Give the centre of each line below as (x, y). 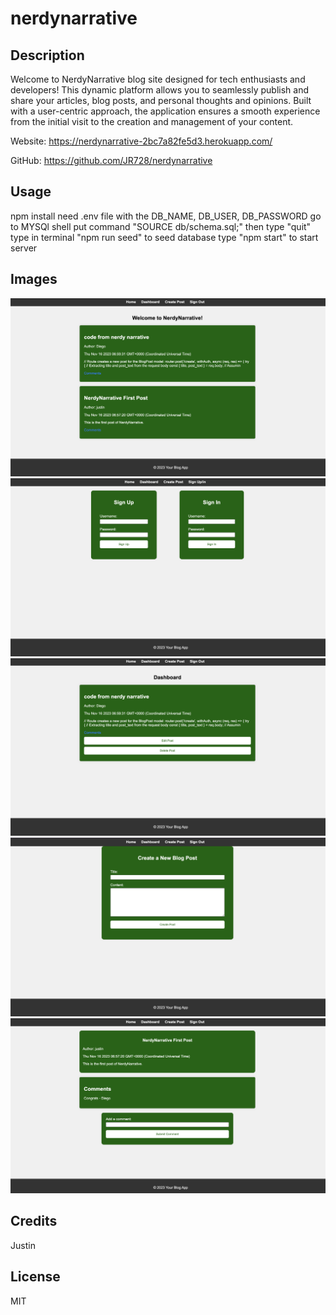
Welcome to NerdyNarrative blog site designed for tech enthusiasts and (158, 79)
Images (34, 279)
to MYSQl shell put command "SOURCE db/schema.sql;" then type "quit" (161, 226)
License (35, 1277)
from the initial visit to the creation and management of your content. (152, 121)
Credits (34, 1221)
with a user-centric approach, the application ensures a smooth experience (165, 111)
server (24, 248)
